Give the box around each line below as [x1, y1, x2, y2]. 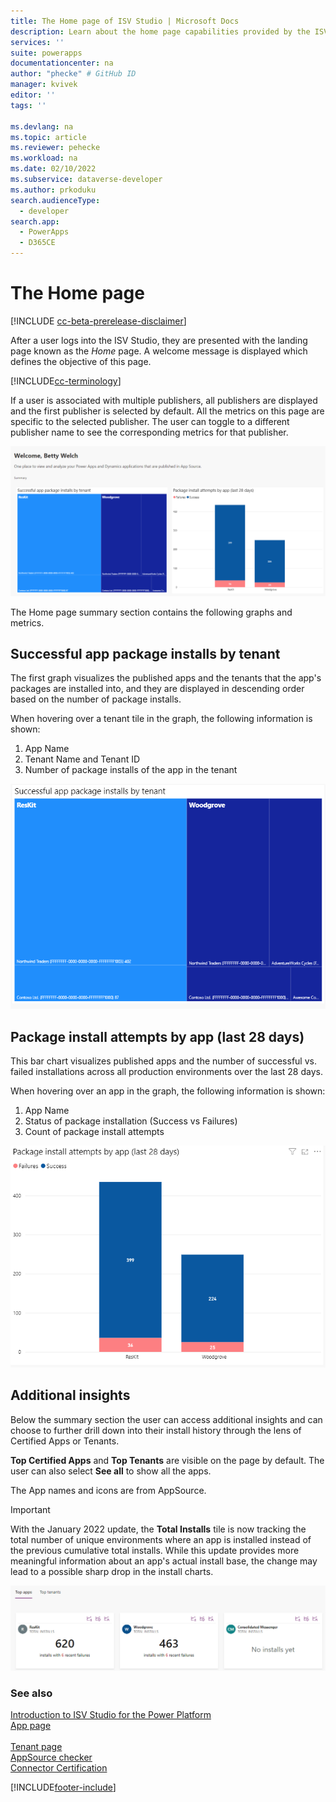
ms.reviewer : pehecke [10, 143, 101, 153]
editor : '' [10, 90, 56, 100]
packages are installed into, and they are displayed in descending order [10, 683, 305, 695]
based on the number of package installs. [10, 693, 182, 705]
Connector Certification [10, 1762, 108, 1774]
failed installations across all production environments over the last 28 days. [10, 1066, 323, 1078]
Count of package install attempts [24, 1126, 165, 1138]
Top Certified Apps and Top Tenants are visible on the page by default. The [10, 1454, 325, 1466]
